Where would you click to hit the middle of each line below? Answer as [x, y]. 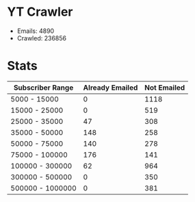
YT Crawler [40, 12]
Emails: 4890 [36, 31]
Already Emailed [110, 88]
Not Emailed [165, 88]
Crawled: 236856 [42, 38]
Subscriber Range [43, 88]
